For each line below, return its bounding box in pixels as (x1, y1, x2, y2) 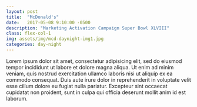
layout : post (6, 8, 38, 15)
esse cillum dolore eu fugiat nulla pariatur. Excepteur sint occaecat (6, 82, 168, 89)
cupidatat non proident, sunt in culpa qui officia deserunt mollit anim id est (6, 89, 186, 96)
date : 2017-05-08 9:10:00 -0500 (6, 19, 91, 25)
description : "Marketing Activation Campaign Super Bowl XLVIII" (6, 25, 169, 31)
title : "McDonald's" (6, 14, 59, 20)
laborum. (6, 95, 28, 102)
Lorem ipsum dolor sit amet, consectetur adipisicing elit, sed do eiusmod (6, 57, 182, 65)
